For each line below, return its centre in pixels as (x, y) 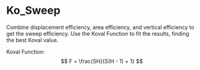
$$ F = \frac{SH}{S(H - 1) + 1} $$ (102, 61)
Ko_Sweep (33, 11)
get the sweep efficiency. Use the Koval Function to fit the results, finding (98, 33)
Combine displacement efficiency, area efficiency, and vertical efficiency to (100, 27)
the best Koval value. (32, 40)
